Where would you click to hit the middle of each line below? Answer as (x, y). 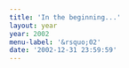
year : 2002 (29, 34)
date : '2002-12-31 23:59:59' (63, 50)
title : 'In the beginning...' (65, 17)
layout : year (33, 26)
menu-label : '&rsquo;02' (55, 42)
